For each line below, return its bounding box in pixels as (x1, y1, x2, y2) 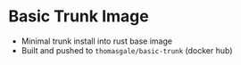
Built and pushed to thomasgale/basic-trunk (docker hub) (21, 45, 233, 55)
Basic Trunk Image (8, 6, 149, 27)
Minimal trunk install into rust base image (21, 36, 173, 46)
